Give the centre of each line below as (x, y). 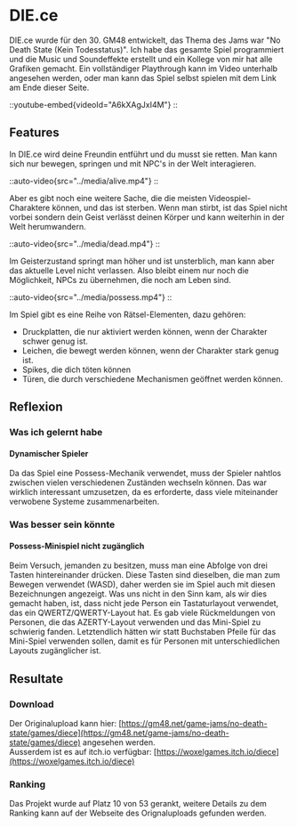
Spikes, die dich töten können (76, 369)
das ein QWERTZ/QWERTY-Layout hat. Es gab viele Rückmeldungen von (142, 613)
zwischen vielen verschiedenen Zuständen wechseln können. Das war (138, 482)
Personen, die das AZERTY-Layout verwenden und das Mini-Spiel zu (135, 622)
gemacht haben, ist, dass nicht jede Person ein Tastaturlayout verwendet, (144, 604)
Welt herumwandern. (48, 226)
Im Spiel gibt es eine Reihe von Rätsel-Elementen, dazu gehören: (128, 314)
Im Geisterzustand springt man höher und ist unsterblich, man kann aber (142, 261)
